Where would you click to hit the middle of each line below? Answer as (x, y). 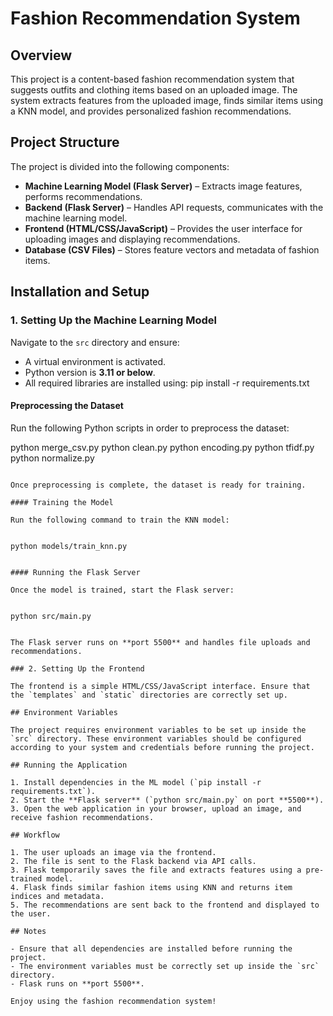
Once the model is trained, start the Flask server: (122, 590)
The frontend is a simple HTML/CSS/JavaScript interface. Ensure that (160, 686)
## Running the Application (69, 765)
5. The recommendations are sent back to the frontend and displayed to (165, 905)
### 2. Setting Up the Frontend (77, 668)
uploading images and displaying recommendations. (132, 239)
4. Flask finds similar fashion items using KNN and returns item (151, 887)
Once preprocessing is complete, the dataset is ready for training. (158, 485)
